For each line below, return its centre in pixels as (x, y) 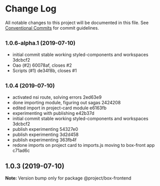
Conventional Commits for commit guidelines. (52, 28)
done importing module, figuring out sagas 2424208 (66, 102)
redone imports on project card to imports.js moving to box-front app (83, 145)
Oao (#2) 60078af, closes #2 (42, 65)
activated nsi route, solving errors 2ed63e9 (57, 97)
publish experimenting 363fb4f (44, 140)
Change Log (31, 9)
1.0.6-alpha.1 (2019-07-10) (40, 43)
